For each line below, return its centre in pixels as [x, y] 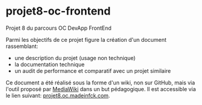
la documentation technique [49, 64]
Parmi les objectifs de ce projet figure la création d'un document [86, 39]
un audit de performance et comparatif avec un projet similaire [93, 70]
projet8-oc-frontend [58, 11]
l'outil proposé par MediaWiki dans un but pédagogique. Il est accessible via [101, 89]
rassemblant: [22, 46]
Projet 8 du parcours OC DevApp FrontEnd [59, 28]
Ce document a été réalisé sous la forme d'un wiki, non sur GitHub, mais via [100, 83]
